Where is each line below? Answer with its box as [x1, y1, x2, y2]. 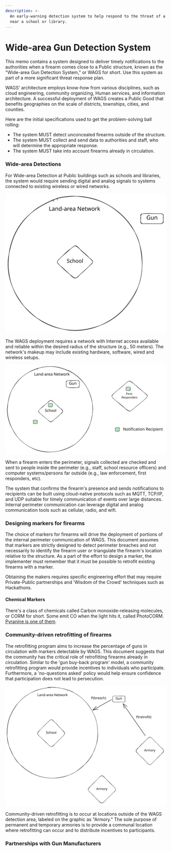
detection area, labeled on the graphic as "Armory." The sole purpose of [5, 816, 157, 822]
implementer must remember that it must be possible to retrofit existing [5, 558, 155, 564]
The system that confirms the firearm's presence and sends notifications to [5, 485, 164, 491]
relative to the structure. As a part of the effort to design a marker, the [5, 553, 152, 559]
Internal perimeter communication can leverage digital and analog [5, 501, 144, 508]
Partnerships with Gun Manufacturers [5, 840, 101, 847]
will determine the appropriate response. [12, 143, 99, 149]
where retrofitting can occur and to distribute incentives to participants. [5, 827, 156, 833]
